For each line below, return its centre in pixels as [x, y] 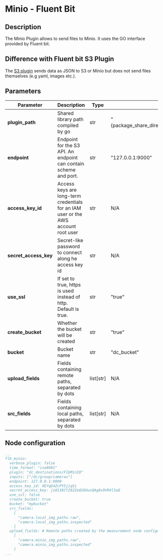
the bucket [70, 329]
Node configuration [35, 443]
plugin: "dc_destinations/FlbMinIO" [46, 472]
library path [71, 119]
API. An [66, 151]
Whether [67, 323]
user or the [70, 214]
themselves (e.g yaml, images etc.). [41, 76]
